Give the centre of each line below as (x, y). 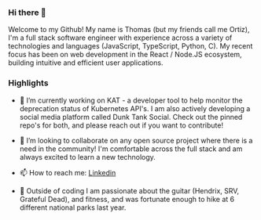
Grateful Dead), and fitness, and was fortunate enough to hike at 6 (127, 199)
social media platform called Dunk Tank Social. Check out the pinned (131, 117)
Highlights (28, 83)
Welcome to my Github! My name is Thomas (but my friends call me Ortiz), (129, 30)
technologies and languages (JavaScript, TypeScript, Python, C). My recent (130, 46)
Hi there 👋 (28, 13)
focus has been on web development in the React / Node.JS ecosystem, (125, 55)
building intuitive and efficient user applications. (86, 63)
